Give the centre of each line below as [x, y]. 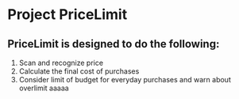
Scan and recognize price [61, 63]
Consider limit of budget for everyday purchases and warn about [125, 80]
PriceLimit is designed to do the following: [114, 44]
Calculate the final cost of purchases [79, 71]
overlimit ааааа [44, 88]
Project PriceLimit [67, 15]
